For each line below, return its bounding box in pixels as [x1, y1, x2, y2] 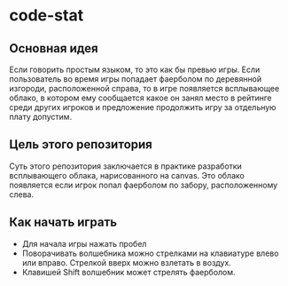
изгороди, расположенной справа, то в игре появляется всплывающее [9, 83, 280, 93]
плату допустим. [9, 112, 73, 122]
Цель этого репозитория [9, 137, 152, 152]
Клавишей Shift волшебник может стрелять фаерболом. [21, 266, 237, 277]
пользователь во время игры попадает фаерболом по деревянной [9, 74, 262, 84]
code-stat [9, 5, 84, 26]
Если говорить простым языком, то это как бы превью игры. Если [9, 64, 261, 75]
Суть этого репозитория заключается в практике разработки [9, 161, 242, 171]
